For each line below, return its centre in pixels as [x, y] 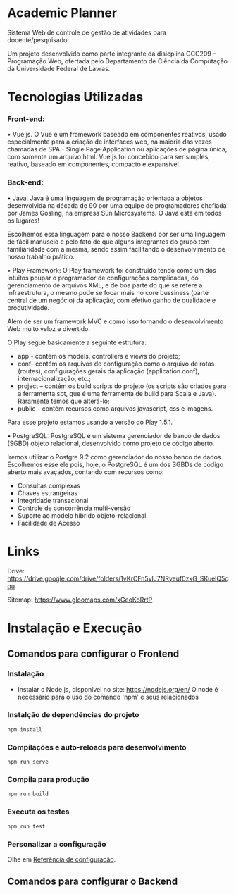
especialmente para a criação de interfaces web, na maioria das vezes [110, 142]
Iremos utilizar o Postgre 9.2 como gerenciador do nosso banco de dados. [115, 457]
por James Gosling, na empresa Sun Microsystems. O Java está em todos [114, 213]
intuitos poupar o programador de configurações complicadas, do [103, 278]
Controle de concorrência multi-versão [74, 508]
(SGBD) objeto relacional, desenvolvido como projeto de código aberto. [111, 443]
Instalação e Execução [75, 628]
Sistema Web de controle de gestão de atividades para [87, 32]
